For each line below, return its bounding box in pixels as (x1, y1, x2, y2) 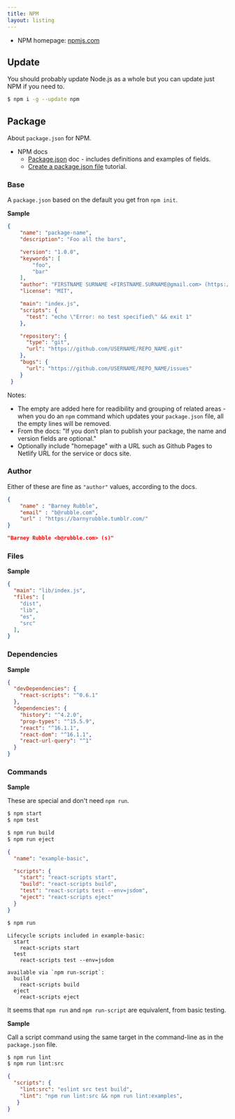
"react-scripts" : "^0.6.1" (20, 692, 99, 699)
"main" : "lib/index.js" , (13, 587, 86, 594)
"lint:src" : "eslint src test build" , (20, 1086, 133, 1093)
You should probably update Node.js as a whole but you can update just (7, 75, 215, 83)
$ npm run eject (7, 835, 55, 843)
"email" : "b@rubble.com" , (20, 509, 99, 516)
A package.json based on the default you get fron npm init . (7, 195, 178, 204)
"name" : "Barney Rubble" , (20, 502, 99, 509)
